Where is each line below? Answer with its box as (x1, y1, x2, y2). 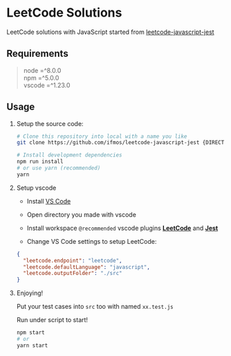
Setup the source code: (16, 119, 84, 127)
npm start (16, 329, 46, 337)
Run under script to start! (16, 316, 88, 324)
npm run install (16, 158, 64, 166)
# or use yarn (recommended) (16, 165, 101, 172)
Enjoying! (16, 289, 44, 297)
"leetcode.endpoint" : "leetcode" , (23, 257, 122, 264)
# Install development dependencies (16, 152, 122, 159)
